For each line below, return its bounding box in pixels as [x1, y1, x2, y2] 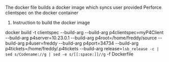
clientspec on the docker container [5, 10, 79, 16]
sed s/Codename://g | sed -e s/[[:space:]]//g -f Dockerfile [5, 51, 134, 57]
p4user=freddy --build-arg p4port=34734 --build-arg [25, 40, 139, 46]
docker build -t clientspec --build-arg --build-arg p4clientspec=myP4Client [5, 29, 164, 35]
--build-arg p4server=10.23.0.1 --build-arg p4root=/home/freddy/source [5, 35, 157, 41]
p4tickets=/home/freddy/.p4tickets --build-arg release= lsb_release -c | [5, 46, 159, 51]
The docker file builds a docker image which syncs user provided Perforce [5, 5, 162, 10]
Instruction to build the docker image [12, 20, 90, 25]
